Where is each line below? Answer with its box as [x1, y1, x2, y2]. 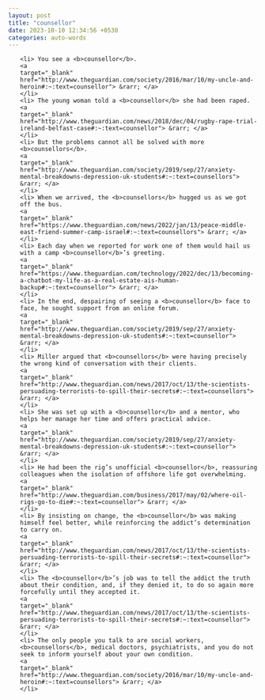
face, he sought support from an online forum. [19, 305, 180, 312]
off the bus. [19, 201, 63, 209]
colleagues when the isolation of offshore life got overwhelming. [19, 471, 247, 479]
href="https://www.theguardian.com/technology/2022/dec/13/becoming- [19, 270, 255, 278]
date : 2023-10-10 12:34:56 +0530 [8, 26, 119, 34]
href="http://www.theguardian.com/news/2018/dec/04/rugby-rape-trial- [19, 118, 258, 126]
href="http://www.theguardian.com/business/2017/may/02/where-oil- [19, 491, 247, 499]
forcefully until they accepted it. [19, 588, 141, 596]
